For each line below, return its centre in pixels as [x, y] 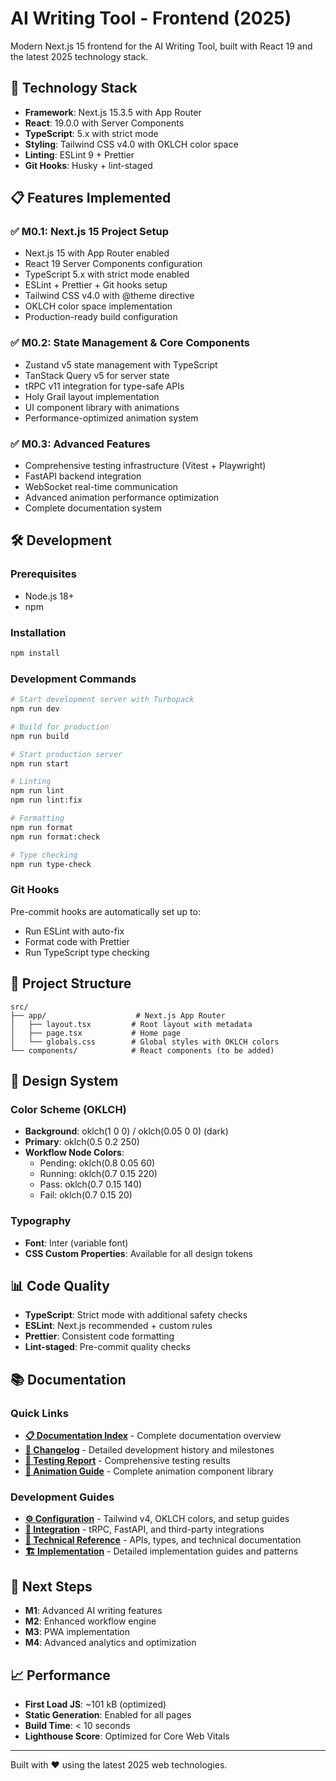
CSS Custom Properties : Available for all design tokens [138, 1253]
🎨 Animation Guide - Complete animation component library [149, 1471]
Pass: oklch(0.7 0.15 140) [91, 1184]
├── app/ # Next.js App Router [118, 1015]
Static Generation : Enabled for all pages [108, 1714]
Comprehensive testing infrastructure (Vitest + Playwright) [145, 466]
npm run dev [35, 709]
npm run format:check [55, 837]
